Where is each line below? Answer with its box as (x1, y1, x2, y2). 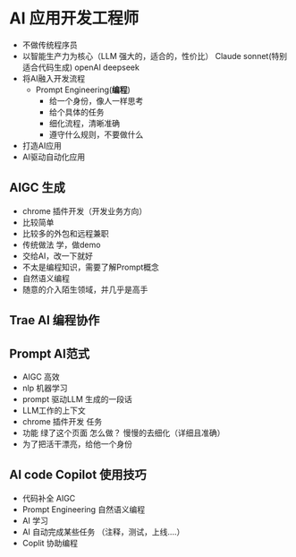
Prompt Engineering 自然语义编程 (21, 503, 146, 515)
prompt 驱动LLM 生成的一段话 (21, 393, 132, 404)
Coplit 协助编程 (21, 537, 79, 548)
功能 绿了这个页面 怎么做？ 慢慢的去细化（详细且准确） (21, 427, 225, 438)
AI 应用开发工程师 (9, 8, 140, 29)
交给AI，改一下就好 (21, 250, 94, 261)
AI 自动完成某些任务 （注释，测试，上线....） (21, 526, 185, 537)
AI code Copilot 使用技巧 (9, 467, 148, 483)
